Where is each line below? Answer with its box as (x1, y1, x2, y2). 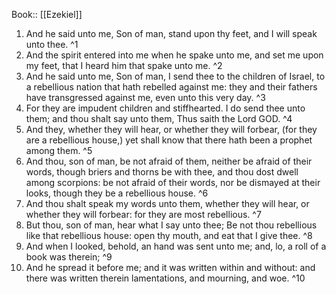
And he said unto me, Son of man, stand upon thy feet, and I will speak (25, 28, 318, 39)
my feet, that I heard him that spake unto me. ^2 (25, 60, 223, 71)
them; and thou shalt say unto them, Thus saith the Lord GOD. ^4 (25, 113, 293, 124)
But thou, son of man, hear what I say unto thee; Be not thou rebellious (25, 219, 318, 231)
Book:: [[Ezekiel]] (11, 9, 83, 20)
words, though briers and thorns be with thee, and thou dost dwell (25, 166, 299, 178)
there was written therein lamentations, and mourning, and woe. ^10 (25, 272, 306, 284)
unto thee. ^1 (25, 39, 79, 50)
